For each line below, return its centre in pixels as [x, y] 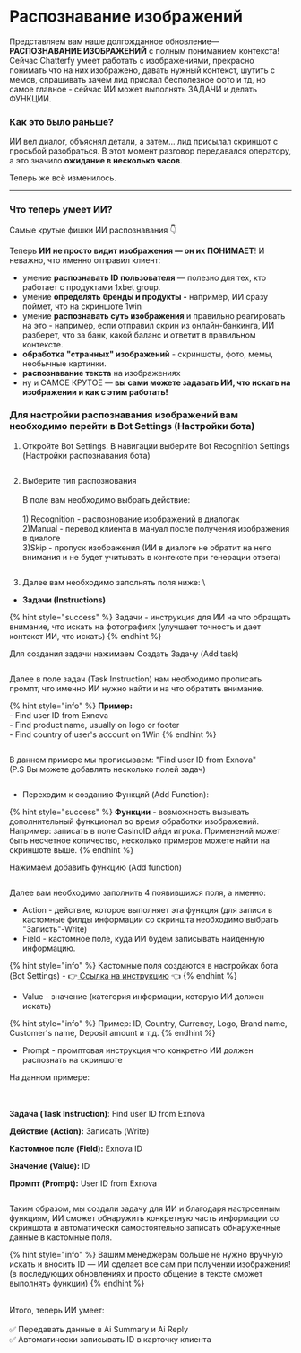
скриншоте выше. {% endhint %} [72, 849]
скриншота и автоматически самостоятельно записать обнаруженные [145, 1227]
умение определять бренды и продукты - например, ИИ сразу [145, 296]
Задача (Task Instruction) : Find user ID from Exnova [107, 1113]
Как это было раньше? [61, 121]
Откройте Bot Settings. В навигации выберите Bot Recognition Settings [156, 445]
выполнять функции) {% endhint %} [77, 1283]
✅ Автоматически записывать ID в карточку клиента [111, 1339]
